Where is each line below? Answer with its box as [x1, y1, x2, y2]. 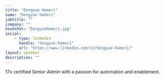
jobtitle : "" [5, 17, 33, 22]
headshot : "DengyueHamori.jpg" [5, 27, 72, 32]
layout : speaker [5, 50, 40, 55]
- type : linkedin [14, 36, 51, 41]
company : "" [5, 21, 31, 27]
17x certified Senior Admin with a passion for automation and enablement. [5, 69, 160, 75]
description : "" [5, 55, 40, 60]
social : [5, 31, 22, 36]
